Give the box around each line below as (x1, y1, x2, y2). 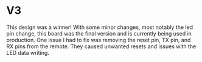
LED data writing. (6, 49, 50, 56)
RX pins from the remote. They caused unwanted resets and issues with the (6, 43, 197, 50)
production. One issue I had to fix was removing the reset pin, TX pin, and (6, 36, 191, 43)
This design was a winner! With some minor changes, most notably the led (6, 23, 193, 31)
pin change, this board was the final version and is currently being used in (6, 29, 192, 37)
